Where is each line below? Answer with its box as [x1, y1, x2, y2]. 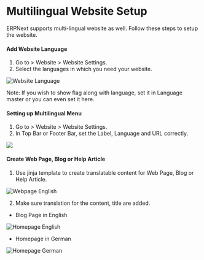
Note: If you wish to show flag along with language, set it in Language [6, 89, 183, 96]
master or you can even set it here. [6, 96, 95, 103]
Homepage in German [15, 235, 72, 242]
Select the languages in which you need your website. [15, 66, 152, 73]
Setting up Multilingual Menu [6, 109, 82, 117]
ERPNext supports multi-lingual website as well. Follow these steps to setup [6, 25, 198, 32]
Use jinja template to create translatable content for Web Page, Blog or [15, 169, 194, 176]
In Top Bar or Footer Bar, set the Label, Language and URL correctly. [15, 130, 189, 137]
